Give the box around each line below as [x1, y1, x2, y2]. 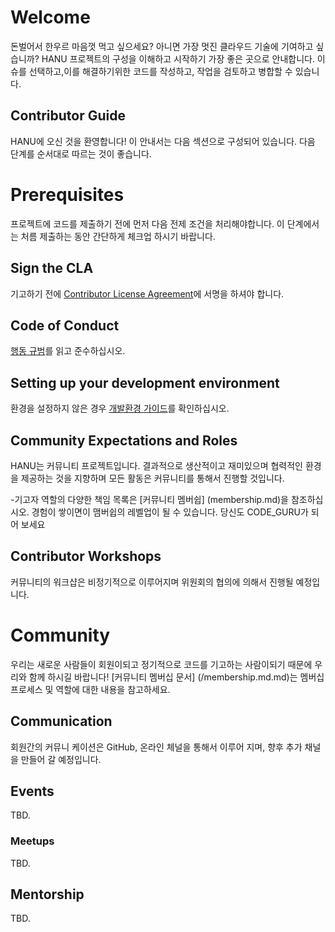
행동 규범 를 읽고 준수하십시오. [10, 345, 126, 357]
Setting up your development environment [10, 374, 280, 391]
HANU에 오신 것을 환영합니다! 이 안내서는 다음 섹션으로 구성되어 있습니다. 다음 [10, 135, 316, 147]
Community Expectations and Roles [10, 432, 238, 449]
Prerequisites [10, 183, 125, 206]
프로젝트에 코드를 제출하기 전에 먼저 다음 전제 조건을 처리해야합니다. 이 [10, 217, 285, 230]
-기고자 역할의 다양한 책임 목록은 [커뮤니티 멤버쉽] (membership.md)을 [10, 493, 289, 505]
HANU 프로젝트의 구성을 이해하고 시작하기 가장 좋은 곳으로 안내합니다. [41, 52, 315, 65]
